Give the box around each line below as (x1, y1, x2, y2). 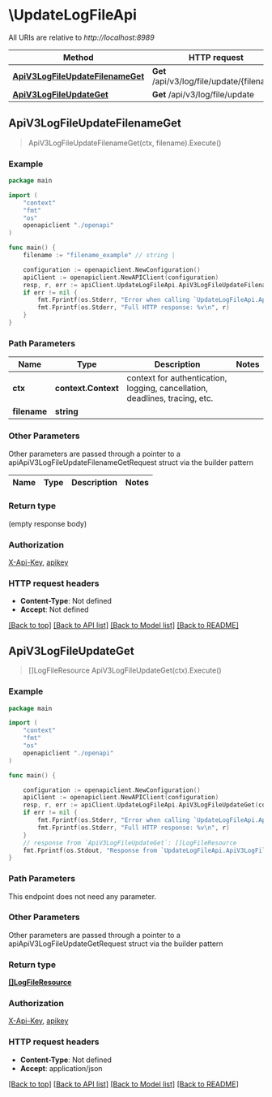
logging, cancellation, (126, 383, 208, 394)
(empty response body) (8, 518, 87, 528)
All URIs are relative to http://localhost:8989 (8, 32, 155, 42)
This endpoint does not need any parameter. (8, 891, 156, 901)
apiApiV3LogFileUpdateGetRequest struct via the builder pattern (8, 939, 224, 949)
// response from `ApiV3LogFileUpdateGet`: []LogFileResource (23, 838, 237, 847)
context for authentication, (126, 372, 227, 384)
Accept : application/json (19, 1063, 103, 1073)
